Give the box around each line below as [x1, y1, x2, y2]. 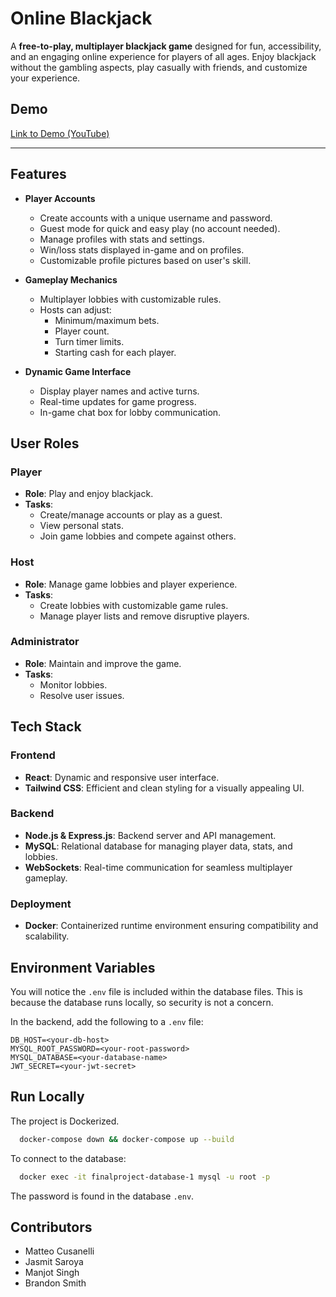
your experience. [10, 72, 81, 84]
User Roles [10, 435, 80, 452]
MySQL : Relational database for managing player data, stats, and [24, 840, 293, 852]
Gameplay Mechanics [24, 273, 118, 286]
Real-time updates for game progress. [39, 395, 197, 407]
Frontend [10, 748, 56, 762]
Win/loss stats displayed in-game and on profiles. [39, 243, 245, 256]
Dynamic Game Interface [24, 365, 132, 377]
